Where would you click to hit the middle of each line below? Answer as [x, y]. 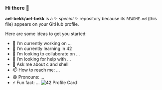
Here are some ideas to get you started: [46, 34]
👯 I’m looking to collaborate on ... [46, 54]
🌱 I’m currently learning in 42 [42, 48]
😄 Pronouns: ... [28, 77]
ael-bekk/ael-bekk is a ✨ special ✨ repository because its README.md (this [81, 19]
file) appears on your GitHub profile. [42, 24]
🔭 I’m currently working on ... [42, 44]
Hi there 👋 [17, 8]
